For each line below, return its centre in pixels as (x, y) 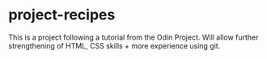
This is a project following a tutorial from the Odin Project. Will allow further (133, 37)
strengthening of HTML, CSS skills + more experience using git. (114, 45)
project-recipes (62, 15)
